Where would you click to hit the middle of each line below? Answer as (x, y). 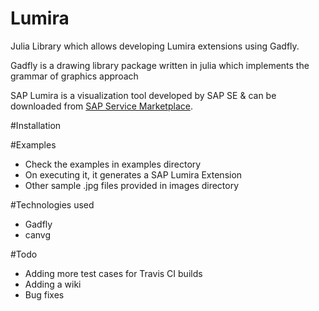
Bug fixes (44, 294)
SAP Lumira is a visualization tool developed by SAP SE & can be (143, 95)
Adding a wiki (53, 284)
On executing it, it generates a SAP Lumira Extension (133, 174)
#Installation (36, 125)
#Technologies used (52, 204)
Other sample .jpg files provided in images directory (132, 185)
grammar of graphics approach (74, 76)
